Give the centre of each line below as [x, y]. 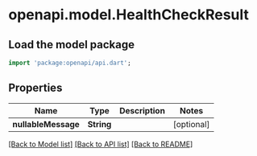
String [99, 124]
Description [142, 110]
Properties [35, 88]
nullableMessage [46, 124]
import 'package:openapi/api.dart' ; [70, 63]
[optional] [191, 124]
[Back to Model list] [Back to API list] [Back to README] [101, 144]
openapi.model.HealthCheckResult [129, 15]
